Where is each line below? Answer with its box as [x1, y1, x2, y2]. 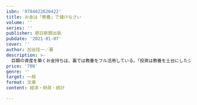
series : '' [6, 25, 33, 31]
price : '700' [6, 63, 38, 69]
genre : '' [6, 69, 30, 74]
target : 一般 [6, 74, 36, 80]
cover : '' [6, 42, 30, 48]
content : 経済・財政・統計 [6, 85, 65, 91]
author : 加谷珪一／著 [6, 47, 54, 53]
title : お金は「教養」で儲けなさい [6, 14, 81, 20]
